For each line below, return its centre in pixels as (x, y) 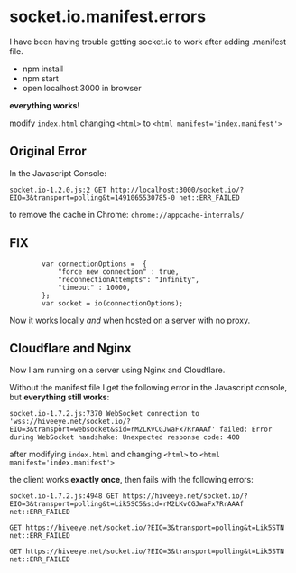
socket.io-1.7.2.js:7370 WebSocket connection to (105, 414)
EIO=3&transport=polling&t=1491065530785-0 (92, 197)
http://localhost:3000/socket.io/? (177, 190)
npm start (40, 78)
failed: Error (246, 430)
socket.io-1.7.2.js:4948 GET (64, 496)
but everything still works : (60, 397)
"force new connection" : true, (118, 272)
